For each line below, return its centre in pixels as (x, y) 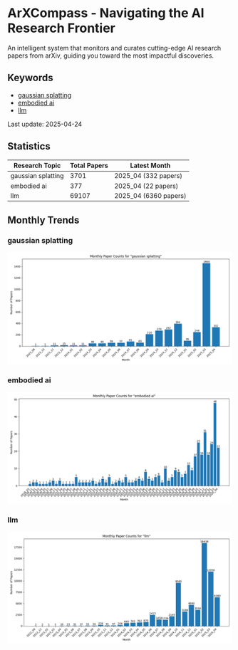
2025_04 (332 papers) (148, 176)
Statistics (29, 146)
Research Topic (37, 166)
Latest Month (150, 166)
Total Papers (89, 166)
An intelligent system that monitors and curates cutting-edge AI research (114, 48)
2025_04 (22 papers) (146, 186)
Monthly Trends (43, 220)
